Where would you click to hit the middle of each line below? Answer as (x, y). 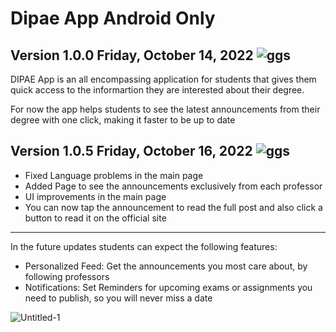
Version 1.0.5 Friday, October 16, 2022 (131, 151)
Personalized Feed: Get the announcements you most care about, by (166, 266)
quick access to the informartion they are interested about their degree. (157, 90)
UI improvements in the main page (95, 196)
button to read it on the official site (95, 218)
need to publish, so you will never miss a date (118, 298)
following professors (67, 276)
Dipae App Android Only (113, 18)
